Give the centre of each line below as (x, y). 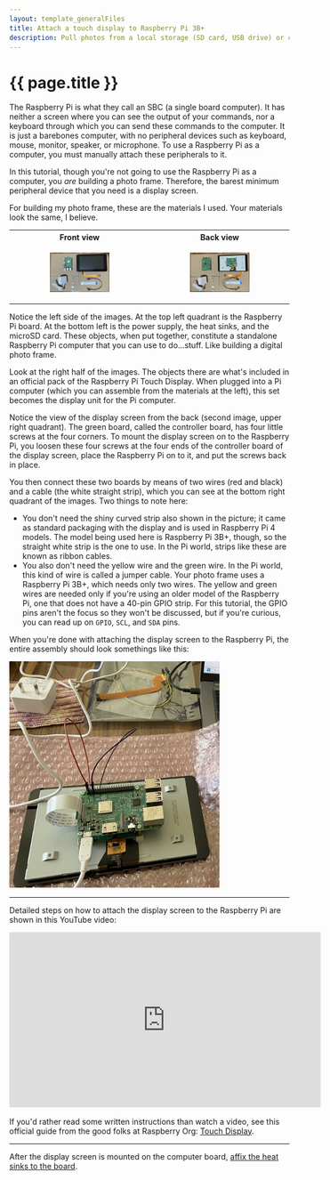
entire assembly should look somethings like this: (99, 649)
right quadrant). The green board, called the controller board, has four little (146, 426)
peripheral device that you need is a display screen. (104, 190)
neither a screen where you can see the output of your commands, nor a (142, 117)
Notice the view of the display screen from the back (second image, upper (145, 417)
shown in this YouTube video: (63, 919)
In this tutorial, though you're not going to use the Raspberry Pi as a (133, 172)
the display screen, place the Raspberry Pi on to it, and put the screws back (148, 455)
